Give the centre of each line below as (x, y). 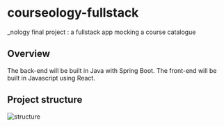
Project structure (45, 100)
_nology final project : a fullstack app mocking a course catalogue (102, 32)
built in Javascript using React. (51, 78)
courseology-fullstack (73, 13)
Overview (29, 54)
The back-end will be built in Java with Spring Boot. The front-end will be (112, 70)
